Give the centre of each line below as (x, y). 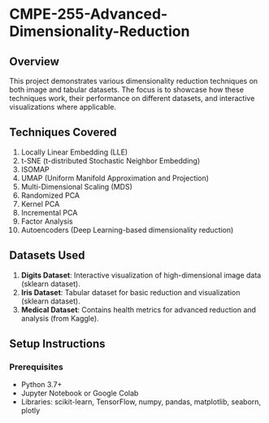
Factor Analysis (47, 221)
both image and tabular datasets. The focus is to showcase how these (127, 89)
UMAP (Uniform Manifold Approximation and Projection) (115, 178)
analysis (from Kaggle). (60, 318)
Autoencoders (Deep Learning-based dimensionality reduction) (127, 229)
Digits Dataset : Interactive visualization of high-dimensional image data (141, 275)
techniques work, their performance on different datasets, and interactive (132, 98)
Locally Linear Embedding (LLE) (74, 152)
